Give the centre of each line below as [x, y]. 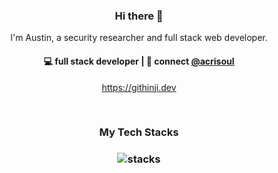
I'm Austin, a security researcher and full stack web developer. [139, 38]
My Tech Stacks [139, 132]
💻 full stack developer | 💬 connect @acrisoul [139, 61]
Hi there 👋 [139, 16]
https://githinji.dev [139, 87]
